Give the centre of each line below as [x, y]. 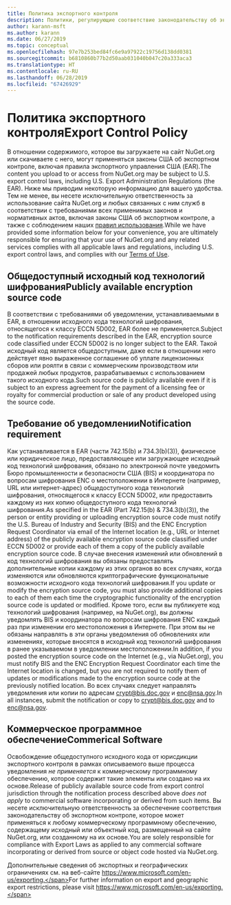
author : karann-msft [37, 26]
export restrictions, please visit [51, 887]
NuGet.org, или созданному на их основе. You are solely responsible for [111, 837]
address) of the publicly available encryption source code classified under [112, 539]
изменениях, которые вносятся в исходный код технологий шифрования [114, 641]
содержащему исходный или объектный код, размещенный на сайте [109, 830]
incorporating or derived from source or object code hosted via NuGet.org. [113, 851]
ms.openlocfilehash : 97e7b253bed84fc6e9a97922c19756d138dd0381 [100, 52]
